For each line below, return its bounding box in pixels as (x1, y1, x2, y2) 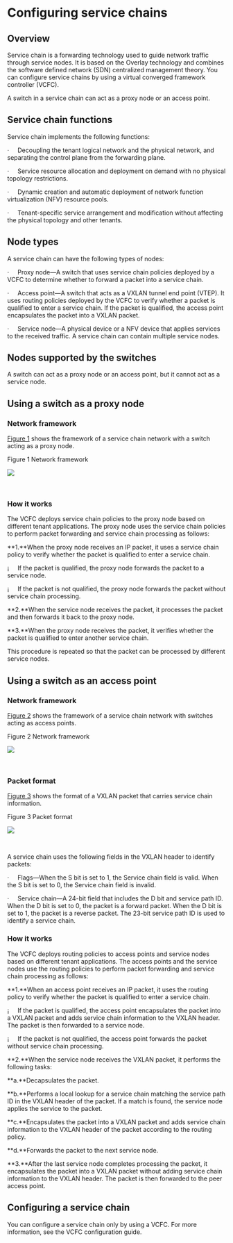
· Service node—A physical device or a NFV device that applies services (7, 324, 221, 333)
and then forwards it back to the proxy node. (7, 613, 135, 621)
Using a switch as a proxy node (7, 397, 144, 409)
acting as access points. (7, 719, 77, 727)
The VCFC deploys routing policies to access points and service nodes (7, 950, 210, 958)
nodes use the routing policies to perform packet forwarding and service (7, 964, 215, 973)
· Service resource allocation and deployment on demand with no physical (7, 167, 226, 175)
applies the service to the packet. (7, 1104, 103, 1112)
